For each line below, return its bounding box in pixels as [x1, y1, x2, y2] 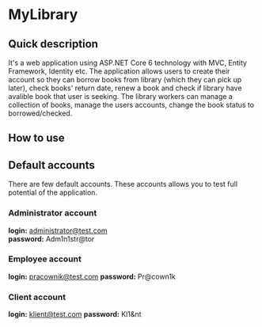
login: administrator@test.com [8, 226, 108, 235]
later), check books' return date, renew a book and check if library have [8, 83, 242, 93]
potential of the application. [8, 188, 97, 197]
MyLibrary [8, 6, 78, 24]
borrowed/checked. [8, 108, 73, 118]
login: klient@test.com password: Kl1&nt [8, 310, 142, 319]
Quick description [8, 37, 99, 51]
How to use [8, 131, 65, 145]
